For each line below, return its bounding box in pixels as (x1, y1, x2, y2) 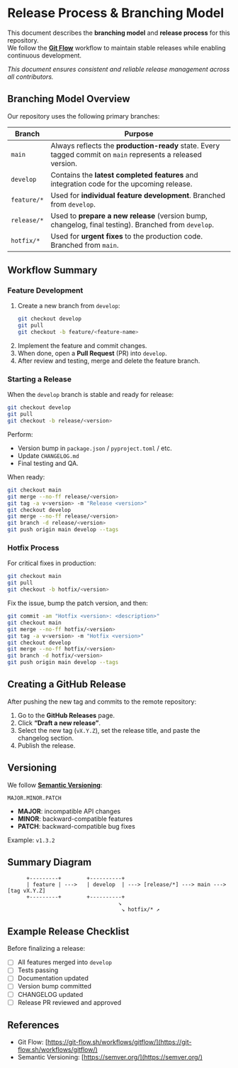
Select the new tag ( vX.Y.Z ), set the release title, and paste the (17, 726, 200, 734)
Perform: (7, 430, 33, 438)
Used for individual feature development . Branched (50, 190, 225, 200)
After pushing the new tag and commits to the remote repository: (7, 697, 197, 706)
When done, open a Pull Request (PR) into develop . (17, 349, 168, 358)
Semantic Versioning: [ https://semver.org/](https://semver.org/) (17, 1053, 203, 1062)
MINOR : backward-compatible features (17, 814, 133, 823)
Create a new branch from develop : (17, 302, 120, 310)
